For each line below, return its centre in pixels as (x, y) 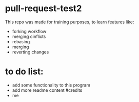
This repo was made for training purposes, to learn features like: (69, 22)
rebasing (21, 41)
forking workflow (29, 31)
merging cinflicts (29, 36)
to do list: (24, 72)
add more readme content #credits (47, 90)
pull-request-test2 (43, 8)
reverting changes (30, 52)
